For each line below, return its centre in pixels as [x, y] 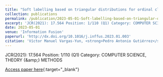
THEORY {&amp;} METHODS [34, 60]
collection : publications [31, 14]
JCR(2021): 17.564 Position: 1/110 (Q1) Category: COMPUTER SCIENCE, [76, 55]
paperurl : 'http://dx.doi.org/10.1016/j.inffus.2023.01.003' [68, 37]
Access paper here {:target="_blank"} [42, 69]
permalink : [16, 18]
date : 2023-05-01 [23, 28]
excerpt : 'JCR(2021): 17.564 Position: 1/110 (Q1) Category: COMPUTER [78, 23]
